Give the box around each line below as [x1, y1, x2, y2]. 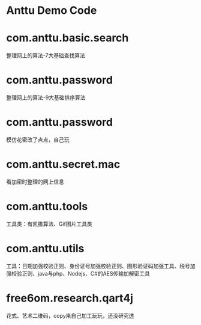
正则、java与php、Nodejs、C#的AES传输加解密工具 [22, 270, 150, 277]
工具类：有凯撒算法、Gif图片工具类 [6, 220, 93, 227]
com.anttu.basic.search [6, 31, 129, 45]
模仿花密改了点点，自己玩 [6, 136, 70, 143]
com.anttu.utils [6, 242, 85, 256]
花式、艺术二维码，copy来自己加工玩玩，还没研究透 [6, 312, 134, 319]
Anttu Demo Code [6, 4, 97, 17]
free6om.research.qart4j [6, 291, 134, 305]
